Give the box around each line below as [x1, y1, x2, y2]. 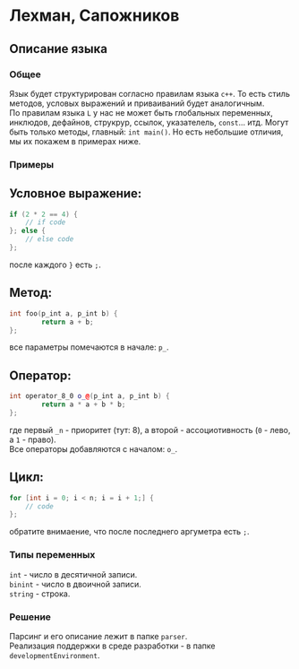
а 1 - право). [9, 434, 56, 445]
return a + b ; [41, 317, 94, 326]
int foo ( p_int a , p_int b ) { [9, 308, 118, 318]
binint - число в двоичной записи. [9, 578, 141, 589]
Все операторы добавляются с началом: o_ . [9, 443, 178, 454]
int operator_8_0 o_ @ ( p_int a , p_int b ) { [9, 392, 170, 401]
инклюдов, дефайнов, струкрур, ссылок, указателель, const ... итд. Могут [9, 117, 289, 127]
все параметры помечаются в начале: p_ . [9, 342, 169, 352]
